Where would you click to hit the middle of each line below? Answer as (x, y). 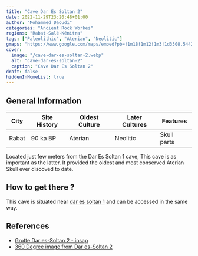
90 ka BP (44, 138)
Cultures (135, 124)
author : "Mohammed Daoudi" (39, 22)
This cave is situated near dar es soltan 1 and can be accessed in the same (97, 201)
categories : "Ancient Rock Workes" (50, 28)
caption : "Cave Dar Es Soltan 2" (52, 66)
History (47, 124)
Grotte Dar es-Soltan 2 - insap (51, 240)
